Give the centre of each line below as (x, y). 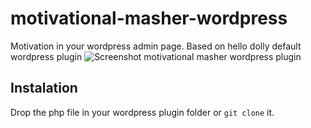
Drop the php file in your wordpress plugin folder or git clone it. (142, 112)
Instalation (44, 88)
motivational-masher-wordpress (149, 18)
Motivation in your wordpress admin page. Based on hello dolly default (156, 46)
